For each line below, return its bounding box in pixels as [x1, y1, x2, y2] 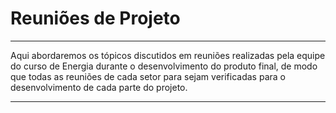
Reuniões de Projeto [10, 7, 181, 30]
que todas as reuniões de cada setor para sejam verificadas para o [10, 70, 286, 82]
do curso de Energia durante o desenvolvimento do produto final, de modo [10, 60, 318, 72]
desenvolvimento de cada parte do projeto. [10, 81, 188, 93]
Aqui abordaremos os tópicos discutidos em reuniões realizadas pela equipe [10, 49, 326, 61]
